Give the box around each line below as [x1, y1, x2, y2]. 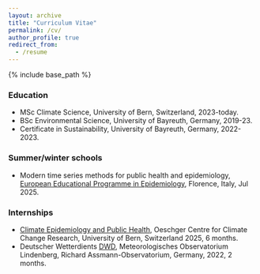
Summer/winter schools [8, 152, 103, 163]
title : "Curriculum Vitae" [8, 19, 97, 27]
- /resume [15, 48, 47, 56]
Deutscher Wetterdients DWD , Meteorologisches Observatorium [19, 242, 229, 251]
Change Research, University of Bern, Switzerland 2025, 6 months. [19, 233, 239, 242]
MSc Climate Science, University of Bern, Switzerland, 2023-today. [19, 107, 239, 117]
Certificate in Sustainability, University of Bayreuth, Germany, [19, 124, 220, 134]
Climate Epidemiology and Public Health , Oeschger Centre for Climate [19, 224, 247, 234]
